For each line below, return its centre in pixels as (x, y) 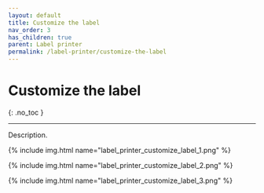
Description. (28, 135)
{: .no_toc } (26, 112)
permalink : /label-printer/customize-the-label (88, 52)
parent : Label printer (45, 45)
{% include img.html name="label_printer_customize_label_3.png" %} (121, 180)
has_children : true (40, 37)
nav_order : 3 (29, 30)
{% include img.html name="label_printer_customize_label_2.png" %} (121, 165)
